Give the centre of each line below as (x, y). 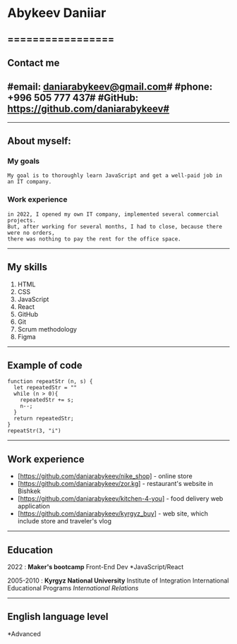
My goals (24, 162)
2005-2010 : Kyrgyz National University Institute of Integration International (118, 581)
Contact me (34, 62)
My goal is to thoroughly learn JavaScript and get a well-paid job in (115, 176)
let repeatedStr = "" (45, 388)
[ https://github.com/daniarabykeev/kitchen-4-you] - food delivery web (120, 499)
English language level (58, 617)
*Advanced (24, 633)
